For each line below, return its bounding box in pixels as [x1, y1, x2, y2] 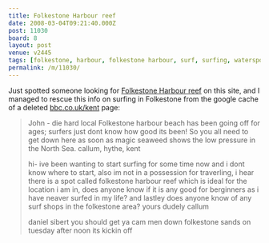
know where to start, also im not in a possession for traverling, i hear [27, 167, 255, 177]
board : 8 [8, 34, 38, 42]
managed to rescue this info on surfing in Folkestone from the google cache [8, 94, 259, 104]
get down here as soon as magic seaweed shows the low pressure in [27, 135, 256, 145]
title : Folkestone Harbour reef [8, 11, 116, 20]
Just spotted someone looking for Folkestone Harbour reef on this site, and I [8, 86, 260, 95]
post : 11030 [8, 26, 48, 34]
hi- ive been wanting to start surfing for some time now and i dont [27, 159, 246, 169]
